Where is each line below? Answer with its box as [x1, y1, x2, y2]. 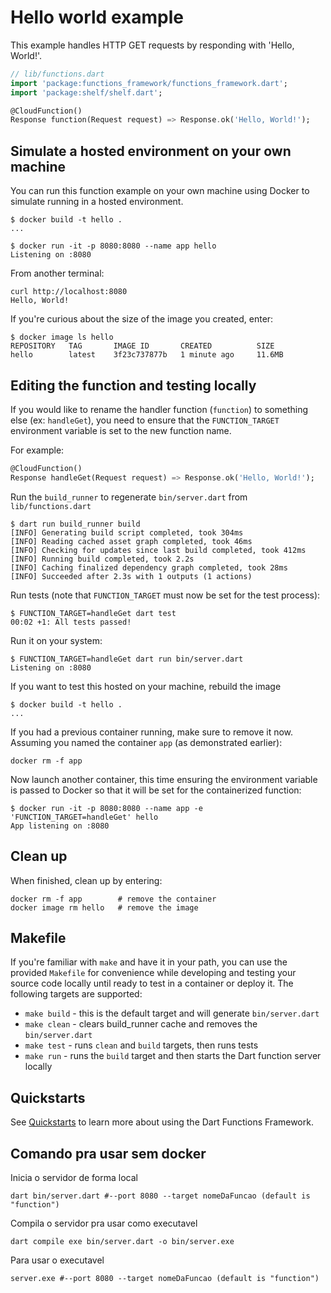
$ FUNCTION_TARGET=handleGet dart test [10, 608, 177, 618]
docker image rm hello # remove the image [10, 902, 199, 913]
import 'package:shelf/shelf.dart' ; [10, 87, 163, 98]
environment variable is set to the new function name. [10, 424, 232, 436]
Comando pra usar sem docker [10, 1145, 207, 1162]
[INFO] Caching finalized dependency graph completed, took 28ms [10, 562, 288, 573]
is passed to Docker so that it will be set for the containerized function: [10, 784, 302, 796]
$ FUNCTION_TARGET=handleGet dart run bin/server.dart [10, 654, 244, 664]
